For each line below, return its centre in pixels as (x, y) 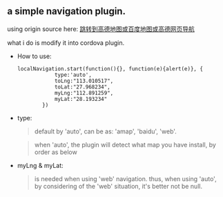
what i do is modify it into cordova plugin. (66, 43)
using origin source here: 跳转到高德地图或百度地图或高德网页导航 (101, 29)
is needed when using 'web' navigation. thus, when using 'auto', (125, 178)
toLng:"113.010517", (84, 81)
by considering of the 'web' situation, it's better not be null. (118, 186)
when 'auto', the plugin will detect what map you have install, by (125, 144)
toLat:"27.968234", (82, 87)
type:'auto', (73, 75)
